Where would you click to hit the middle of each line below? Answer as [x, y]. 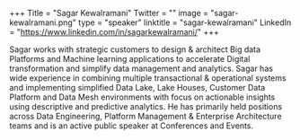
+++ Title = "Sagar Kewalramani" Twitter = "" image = [109, 13]
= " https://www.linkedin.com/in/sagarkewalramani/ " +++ [115, 32]
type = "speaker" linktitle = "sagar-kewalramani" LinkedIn [185, 22]
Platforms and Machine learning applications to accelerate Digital [130, 59]
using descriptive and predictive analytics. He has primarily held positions [146, 106]
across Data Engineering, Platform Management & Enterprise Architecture [146, 116]
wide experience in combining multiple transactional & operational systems [148, 78]
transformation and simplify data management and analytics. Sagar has [141, 68]
